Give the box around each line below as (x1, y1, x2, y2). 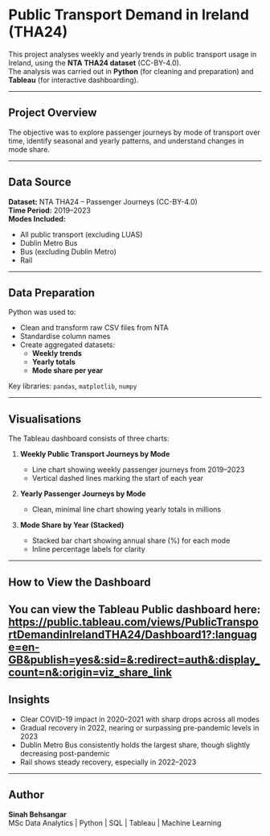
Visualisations (8, 412, 82, 426)
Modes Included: (8, 213, 67, 223)
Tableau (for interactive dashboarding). (8, 75, 139, 85)
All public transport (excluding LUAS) (19, 230, 143, 239)
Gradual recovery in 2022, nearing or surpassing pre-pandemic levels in (19, 722, 260, 732)
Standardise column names (19, 332, 111, 341)
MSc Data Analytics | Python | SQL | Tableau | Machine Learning (8, 817, 222, 827)
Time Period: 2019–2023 (8, 205, 91, 215)
